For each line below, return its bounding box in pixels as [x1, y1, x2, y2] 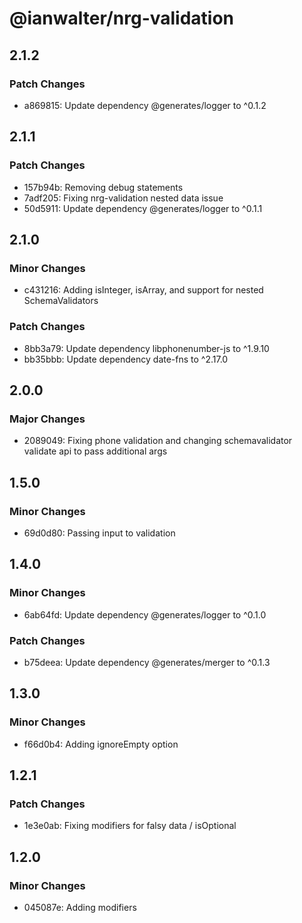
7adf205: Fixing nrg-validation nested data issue [23, 192, 224, 204]
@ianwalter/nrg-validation [9, 7, 235, 30]
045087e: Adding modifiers [23, 901, 137, 913]
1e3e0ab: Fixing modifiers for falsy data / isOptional [23, 820, 237, 832]
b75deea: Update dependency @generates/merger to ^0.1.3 [23, 656, 271, 668]
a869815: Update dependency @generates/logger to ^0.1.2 [23, 99, 267, 111]
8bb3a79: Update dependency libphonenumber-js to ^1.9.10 [23, 342, 270, 354]
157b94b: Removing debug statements [23, 181, 184, 193]
